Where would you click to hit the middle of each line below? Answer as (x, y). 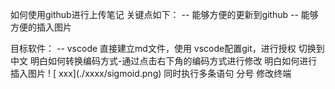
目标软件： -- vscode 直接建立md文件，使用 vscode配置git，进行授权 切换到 (167, 48)
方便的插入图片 (41, 27)
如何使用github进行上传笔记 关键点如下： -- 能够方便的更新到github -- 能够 (164, 14)
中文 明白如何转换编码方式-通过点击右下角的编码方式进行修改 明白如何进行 (164, 61)
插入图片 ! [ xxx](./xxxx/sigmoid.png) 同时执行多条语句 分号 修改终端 (151, 73)
